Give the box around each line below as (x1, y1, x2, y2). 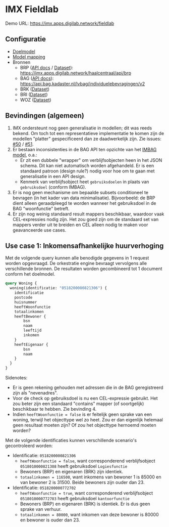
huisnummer (14, 299, 37, 304)
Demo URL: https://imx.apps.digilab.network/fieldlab (5, 20, 115, 26)
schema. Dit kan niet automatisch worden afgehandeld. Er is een (20, 162, 154, 168)
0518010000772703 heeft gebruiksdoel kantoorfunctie (20, 496, 130, 501)
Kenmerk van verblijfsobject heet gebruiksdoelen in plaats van (20, 179, 149, 185)
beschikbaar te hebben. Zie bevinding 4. (12, 406, 97, 412)
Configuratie (5, 35, 46, 43)
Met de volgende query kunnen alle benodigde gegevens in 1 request (5, 255, 149, 261)
